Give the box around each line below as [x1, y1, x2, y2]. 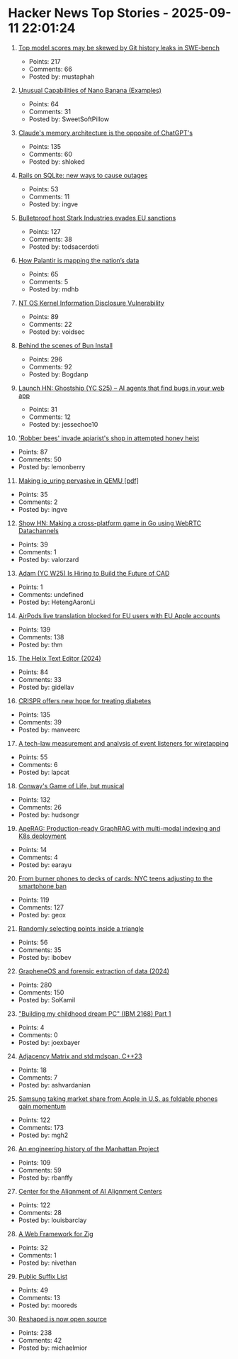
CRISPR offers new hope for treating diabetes [18, 696, 152, 705]
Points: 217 [28, 57, 61, 65]
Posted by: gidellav [18, 683, 74, 691]
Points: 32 [18, 1243, 48, 1252]
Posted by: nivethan [18, 1258, 77, 1267]
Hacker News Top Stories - [8, 5, 169, 21]
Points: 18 [18, 1066, 47, 1074]
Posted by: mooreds [18, 1301, 77, 1309]
